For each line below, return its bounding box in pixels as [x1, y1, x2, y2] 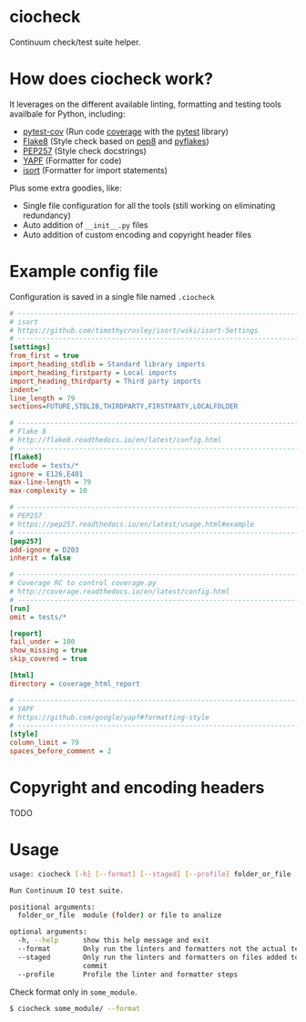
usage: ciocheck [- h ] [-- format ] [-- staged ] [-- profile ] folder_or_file [9, 869, 291, 879]
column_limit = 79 [9, 738, 79, 748]
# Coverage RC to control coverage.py [9, 579, 157, 588]
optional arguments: [9, 927, 88, 936]
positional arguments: [9, 903, 96, 912]
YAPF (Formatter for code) [22, 155, 122, 166]
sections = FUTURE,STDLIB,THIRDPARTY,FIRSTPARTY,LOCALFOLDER [9, 402, 239, 411]
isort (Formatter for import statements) [22, 164, 168, 175]
